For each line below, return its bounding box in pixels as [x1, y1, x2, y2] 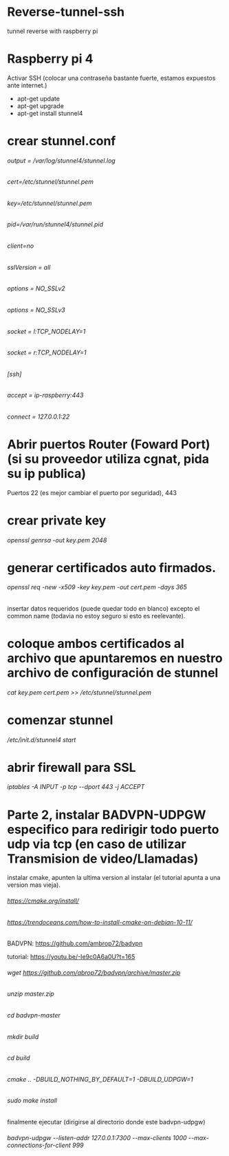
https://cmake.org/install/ [7, 896, 79, 905]
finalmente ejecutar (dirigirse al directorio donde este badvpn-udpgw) [7, 1118, 206, 1126]
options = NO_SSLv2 [7, 284, 65, 293]
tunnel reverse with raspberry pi [7, 27, 98, 35]
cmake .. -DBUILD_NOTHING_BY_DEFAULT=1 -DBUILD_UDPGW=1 [7, 1075, 194, 1083]
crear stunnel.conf [7, 134, 116, 149]
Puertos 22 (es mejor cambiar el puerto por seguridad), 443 [7, 488, 177, 496]
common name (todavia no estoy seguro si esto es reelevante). [7, 612, 186, 620]
